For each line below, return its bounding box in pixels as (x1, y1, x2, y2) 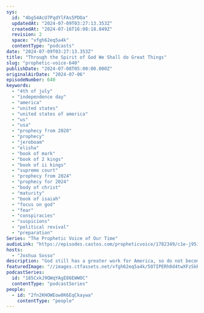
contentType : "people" (17, 298, 75, 304)
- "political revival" (12, 224, 69, 230)
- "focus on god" (12, 202, 56, 208)
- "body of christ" (12, 185, 61, 191)
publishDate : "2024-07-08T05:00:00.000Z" (6, 65, 113, 72)
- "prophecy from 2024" (12, 173, 72, 180)
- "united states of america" (12, 111, 88, 117)
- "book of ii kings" (12, 162, 67, 168)
